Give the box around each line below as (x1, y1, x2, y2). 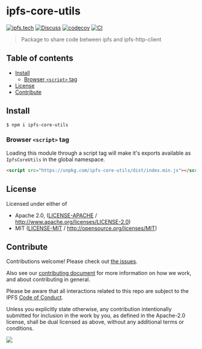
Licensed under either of (6, 200, 67, 207)
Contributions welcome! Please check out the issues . (6, 258, 138, 265)
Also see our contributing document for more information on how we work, (6, 270, 192, 277)
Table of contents (6, 53, 73, 64)
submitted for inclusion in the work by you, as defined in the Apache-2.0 (6, 312, 185, 320)
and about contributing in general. (6, 276, 91, 283)
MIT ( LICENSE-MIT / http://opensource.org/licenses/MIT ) (14, 224, 158, 232)
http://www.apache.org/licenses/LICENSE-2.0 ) (14, 218, 131, 225)
